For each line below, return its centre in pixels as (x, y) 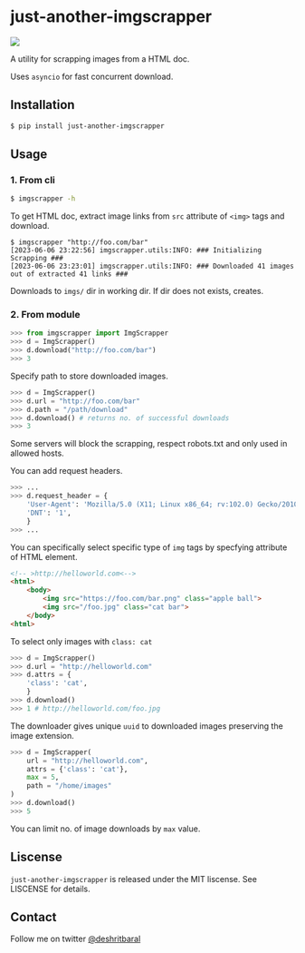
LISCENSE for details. (51, 889)
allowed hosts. (37, 453)
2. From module (45, 315)
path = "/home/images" (69, 786)
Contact (33, 917)
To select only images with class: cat (81, 641)
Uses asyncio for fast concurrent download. (92, 76)
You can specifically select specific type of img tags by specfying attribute (149, 547)
